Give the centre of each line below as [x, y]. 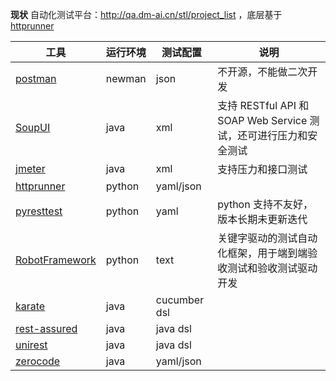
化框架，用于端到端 [262, 253]
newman [126, 78]
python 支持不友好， [265, 204]
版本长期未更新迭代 [262, 219]
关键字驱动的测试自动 [267, 238]
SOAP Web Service [262, 120]
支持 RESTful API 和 [263, 105]
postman [36, 78]
